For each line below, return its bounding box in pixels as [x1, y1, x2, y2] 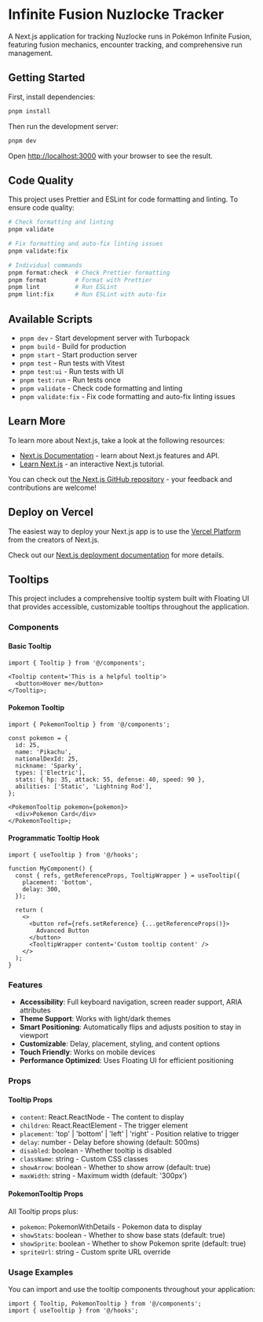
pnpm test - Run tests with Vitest [19, 358, 126, 368]
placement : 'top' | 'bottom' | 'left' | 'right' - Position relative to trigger [19, 1129, 239, 1139]
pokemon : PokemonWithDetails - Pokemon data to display [19, 1222, 203, 1231]
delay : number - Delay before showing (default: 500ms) [19, 1138, 200, 1147]
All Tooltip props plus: [8, 1206, 79, 1216]
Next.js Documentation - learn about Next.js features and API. [19, 450, 220, 460]
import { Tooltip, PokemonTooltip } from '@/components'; [8, 1299, 202, 1308]
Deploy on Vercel [8, 505, 94, 519]
